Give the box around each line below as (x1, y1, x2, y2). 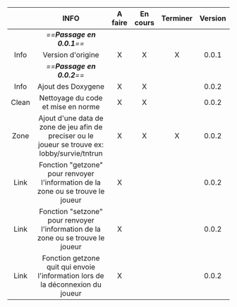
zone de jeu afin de (39, 123, 103, 132)
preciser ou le (48, 131, 94, 140)
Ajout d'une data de (38, 113, 104, 123)
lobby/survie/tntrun (39, 149, 103, 158)
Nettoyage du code (39, 93, 103, 103)
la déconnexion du (40, 280, 102, 289)
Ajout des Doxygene (37, 82, 104, 91)
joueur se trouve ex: (37, 140, 104, 149)
